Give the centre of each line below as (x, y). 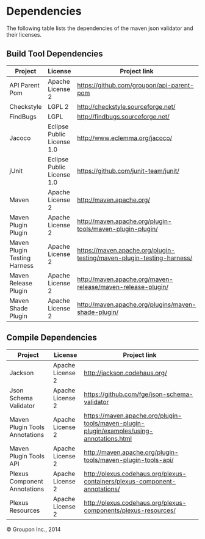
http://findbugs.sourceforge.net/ (123, 116)
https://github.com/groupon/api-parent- (135, 85)
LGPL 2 (58, 106)
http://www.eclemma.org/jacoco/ (125, 137)
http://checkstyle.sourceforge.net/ (126, 106)
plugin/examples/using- (119, 431)
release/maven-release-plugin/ (123, 287)
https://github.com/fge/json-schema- (138, 394)
